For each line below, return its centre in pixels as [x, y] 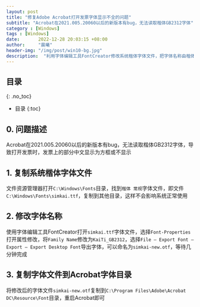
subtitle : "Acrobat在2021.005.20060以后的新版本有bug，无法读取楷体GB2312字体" [100, 23]
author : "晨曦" [29, 45]
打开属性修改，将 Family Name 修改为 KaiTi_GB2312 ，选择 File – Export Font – [100, 239]
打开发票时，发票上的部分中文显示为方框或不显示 [71, 152]
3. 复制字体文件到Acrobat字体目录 [69, 275]
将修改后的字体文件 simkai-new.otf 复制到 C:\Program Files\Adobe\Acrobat [96, 290]
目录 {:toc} [28, 108]
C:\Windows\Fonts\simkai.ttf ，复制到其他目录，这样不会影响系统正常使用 [97, 196]
